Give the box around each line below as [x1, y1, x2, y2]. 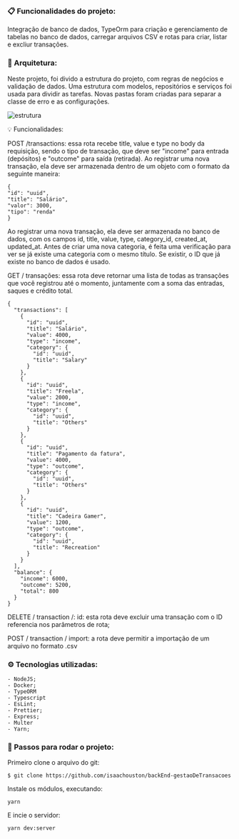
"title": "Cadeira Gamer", [26, 513, 107, 520]
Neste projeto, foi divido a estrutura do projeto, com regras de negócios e [7, 74, 224, 83]
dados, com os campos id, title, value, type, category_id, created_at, [7, 234, 208, 243]
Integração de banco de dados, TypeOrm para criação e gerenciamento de [7, 25, 228, 34]
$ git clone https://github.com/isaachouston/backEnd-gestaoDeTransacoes [7, 772, 232, 780]
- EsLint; [7, 700, 37, 708]
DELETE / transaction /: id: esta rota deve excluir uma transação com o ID [7, 613, 223, 621]
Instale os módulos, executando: [7, 785, 103, 793]
